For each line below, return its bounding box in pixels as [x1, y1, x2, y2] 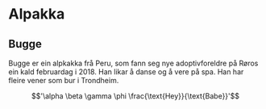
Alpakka [8, 5, 65, 23]
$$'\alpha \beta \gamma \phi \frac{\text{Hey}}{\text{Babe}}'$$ [31, 91, 240, 101]
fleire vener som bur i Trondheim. [8, 76, 119, 85]
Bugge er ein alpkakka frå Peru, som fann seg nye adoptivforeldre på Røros [8, 58, 259, 68]
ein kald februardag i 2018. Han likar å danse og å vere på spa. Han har [8, 67, 244, 77]
